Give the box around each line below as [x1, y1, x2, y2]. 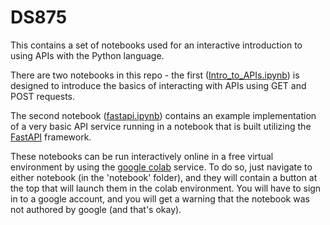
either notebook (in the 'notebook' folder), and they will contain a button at [10, 171, 318, 183]
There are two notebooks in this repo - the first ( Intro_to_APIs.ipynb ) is [10, 69, 300, 81]
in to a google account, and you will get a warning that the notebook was [10, 192, 310, 205]
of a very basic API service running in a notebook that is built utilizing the [10, 120, 312, 132]
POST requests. [10, 90, 76, 102]
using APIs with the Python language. [10, 49, 165, 61]
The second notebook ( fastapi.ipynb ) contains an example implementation [10, 109, 317, 121]
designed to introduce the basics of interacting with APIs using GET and [10, 79, 307, 91]
